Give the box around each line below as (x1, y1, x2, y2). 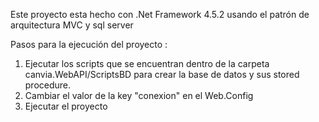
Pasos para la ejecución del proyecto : (10, 39, 168, 50)
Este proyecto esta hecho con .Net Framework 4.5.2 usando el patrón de (10, 9, 310, 20)
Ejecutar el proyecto (24, 100, 108, 112)
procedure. (24, 79, 72, 91)
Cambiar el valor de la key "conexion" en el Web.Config (24, 90, 254, 101)
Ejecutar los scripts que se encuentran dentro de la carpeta (24, 58, 270, 69)
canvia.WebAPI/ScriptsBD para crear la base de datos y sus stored (24, 69, 300, 80)
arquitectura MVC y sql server (10, 19, 134, 31)
